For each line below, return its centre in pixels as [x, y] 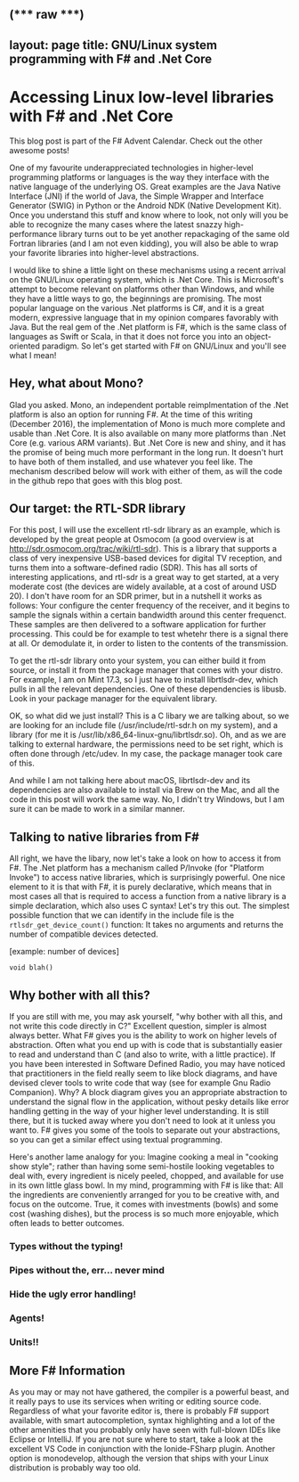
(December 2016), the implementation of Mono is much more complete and [147, 423]
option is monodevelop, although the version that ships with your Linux [139, 1458]
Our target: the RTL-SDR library [97, 508]
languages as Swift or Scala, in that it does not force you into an [126, 336]
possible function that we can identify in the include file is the [121, 915]
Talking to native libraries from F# [105, 837]
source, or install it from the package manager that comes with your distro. [146, 670]
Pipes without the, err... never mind [87, 1270]
